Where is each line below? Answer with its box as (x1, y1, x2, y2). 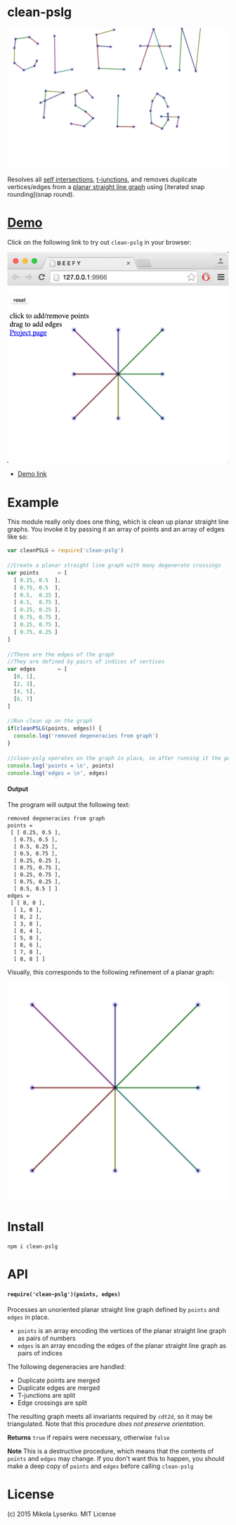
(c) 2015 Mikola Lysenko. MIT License (7, 1510, 117, 1518)
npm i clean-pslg (7, 1242, 58, 1250)
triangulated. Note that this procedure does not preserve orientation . (7, 1420, 206, 1428)
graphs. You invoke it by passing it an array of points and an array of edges (7, 525, 225, 534)
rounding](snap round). (7, 190, 75, 198)
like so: (7, 532, 28, 541)
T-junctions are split (17, 1391, 76, 1400)
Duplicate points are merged (17, 1376, 100, 1385)
